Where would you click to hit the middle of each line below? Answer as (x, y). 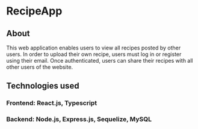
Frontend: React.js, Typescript (52, 103)
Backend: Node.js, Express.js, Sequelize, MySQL (79, 119)
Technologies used (43, 86)
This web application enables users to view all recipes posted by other (94, 48)
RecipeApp (34, 11)
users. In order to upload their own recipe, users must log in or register (94, 54)
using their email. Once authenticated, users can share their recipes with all (100, 61)
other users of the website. (40, 67)
